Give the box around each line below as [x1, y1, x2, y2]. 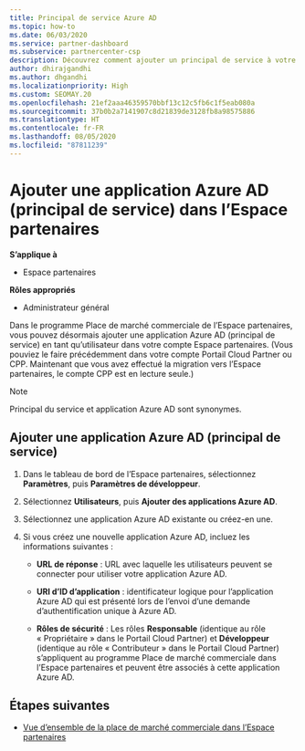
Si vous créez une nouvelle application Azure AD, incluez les [22, 531, 250, 542]
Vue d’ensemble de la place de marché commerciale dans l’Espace [22, 722, 275, 733]
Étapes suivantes [9, 697, 110, 713]
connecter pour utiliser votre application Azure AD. [36, 568, 227, 579]
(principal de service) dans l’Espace [9, 199, 289, 220]
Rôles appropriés [9, 284, 76, 295]
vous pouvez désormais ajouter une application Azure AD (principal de [9, 329, 276, 340]
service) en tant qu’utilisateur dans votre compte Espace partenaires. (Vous [9, 339, 294, 349]
